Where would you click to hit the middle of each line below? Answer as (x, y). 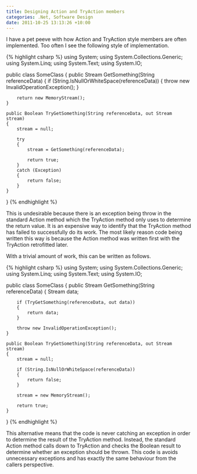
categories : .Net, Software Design (50, 17)
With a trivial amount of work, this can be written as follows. (79, 256)
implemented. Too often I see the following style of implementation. (88, 45)
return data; (43, 313)
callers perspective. (30, 465)
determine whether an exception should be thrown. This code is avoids (92, 452)
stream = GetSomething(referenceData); (76, 150)
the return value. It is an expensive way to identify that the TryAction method (98, 226)
